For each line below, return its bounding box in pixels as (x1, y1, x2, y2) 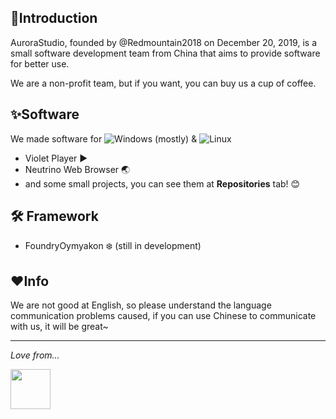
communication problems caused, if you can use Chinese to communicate (10, 310, 317, 322)
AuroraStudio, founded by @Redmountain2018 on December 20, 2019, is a (10, 36, 317, 48)
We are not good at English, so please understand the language (10, 299, 272, 311)
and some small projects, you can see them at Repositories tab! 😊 (24, 177, 301, 190)
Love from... (10, 349, 60, 361)
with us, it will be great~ (10, 321, 109, 333)
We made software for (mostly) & (10, 132, 198, 145)
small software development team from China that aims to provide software (10, 47, 321, 59)
